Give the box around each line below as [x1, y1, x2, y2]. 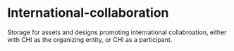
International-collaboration [7, 5, 169, 21]
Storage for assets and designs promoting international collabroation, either [7, 28, 227, 36]
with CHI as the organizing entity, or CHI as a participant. [7, 35, 173, 43]
